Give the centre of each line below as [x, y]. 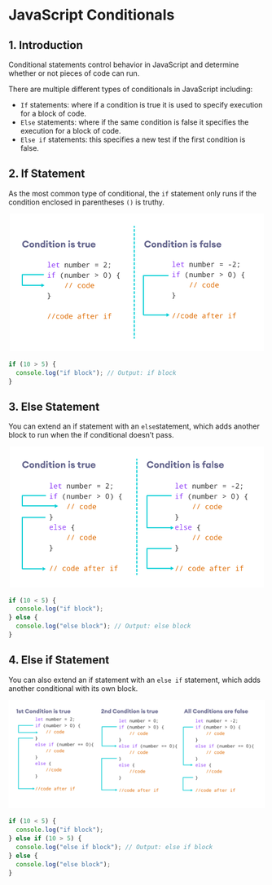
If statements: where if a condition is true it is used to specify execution [141, 105]
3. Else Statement [54, 406]
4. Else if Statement [59, 660]
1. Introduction [46, 45]
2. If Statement [47, 174]
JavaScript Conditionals [92, 15]
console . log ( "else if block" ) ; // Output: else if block [114, 848]
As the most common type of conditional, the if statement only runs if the [132, 193]
